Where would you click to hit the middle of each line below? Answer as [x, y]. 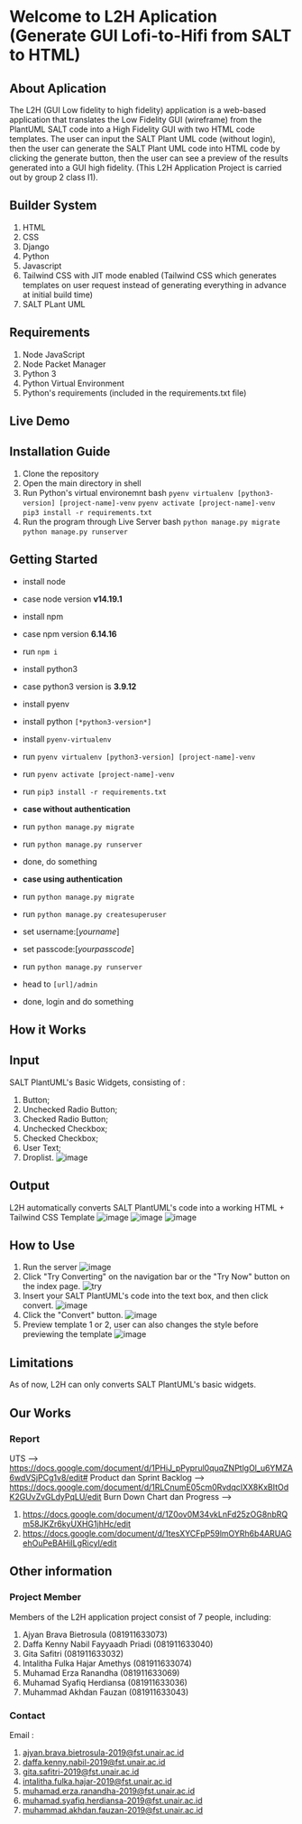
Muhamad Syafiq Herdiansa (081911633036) [105, 1682]
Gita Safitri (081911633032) [73, 1653]
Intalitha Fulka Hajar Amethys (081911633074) [107, 1663]
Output [29, 1186]
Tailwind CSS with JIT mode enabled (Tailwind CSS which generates [150, 275]
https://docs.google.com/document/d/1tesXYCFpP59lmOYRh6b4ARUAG [157, 1533]
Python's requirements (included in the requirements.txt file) [134, 393]
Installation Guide [60, 452]
